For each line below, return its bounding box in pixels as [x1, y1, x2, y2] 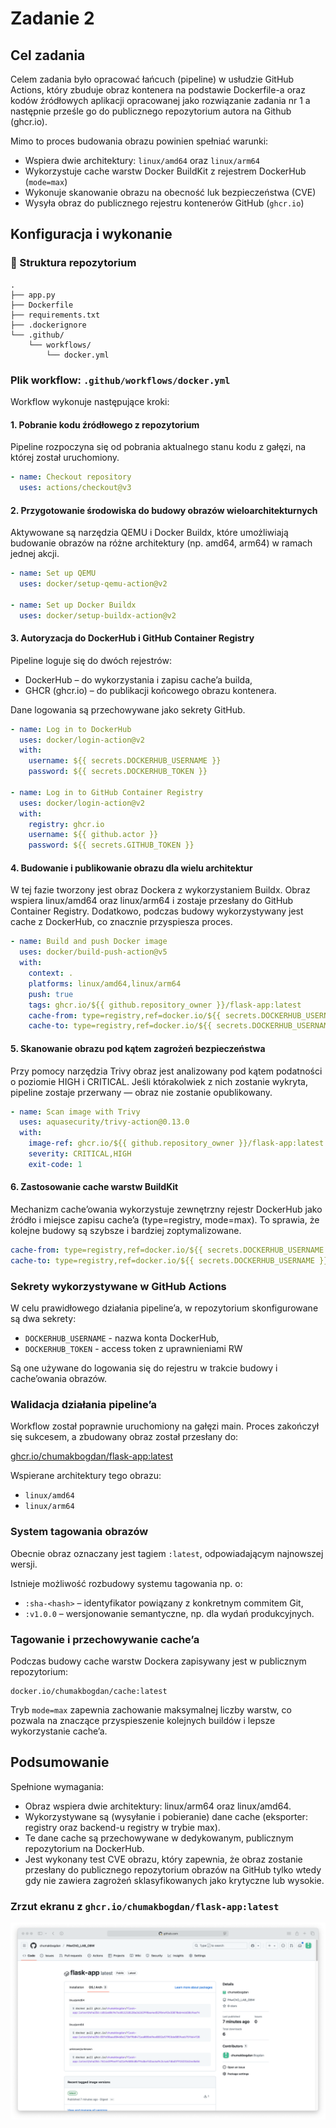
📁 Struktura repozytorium [10, 256, 137, 270]
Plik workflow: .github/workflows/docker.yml [10, 373, 231, 387]
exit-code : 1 [28, 1159, 83, 1169]
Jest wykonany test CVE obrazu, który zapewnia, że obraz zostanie [24, 1853, 303, 1865]
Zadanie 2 [10, 7, 95, 30]
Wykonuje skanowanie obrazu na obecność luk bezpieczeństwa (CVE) [24, 187, 317, 198]
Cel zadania [10, 47, 86, 64]
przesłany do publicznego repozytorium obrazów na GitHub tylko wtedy [24, 1863, 322, 1876]
